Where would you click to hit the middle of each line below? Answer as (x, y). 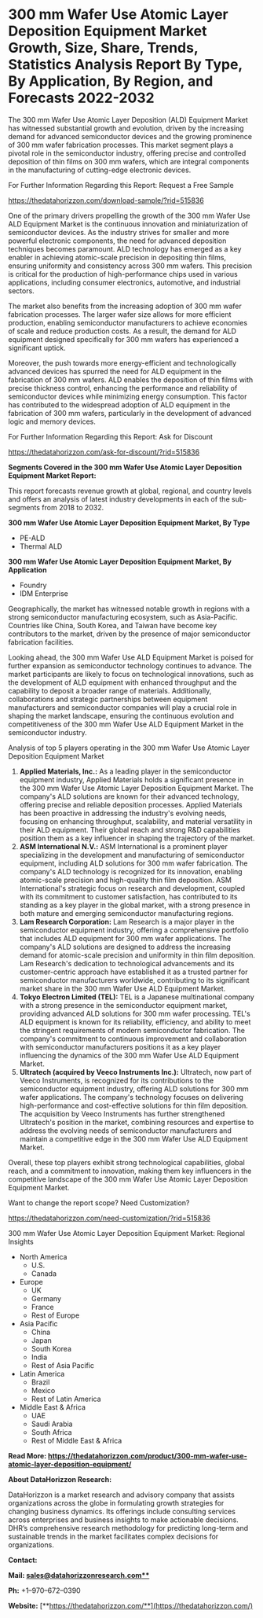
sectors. (22, 291)
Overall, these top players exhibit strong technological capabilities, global (126, 1162)
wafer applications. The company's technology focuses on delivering (131, 1097)
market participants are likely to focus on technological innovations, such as (131, 674)
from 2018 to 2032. (73, 507)
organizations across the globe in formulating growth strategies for (116, 1502)
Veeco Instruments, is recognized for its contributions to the (117, 1080)
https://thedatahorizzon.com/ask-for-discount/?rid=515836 (104, 452)
